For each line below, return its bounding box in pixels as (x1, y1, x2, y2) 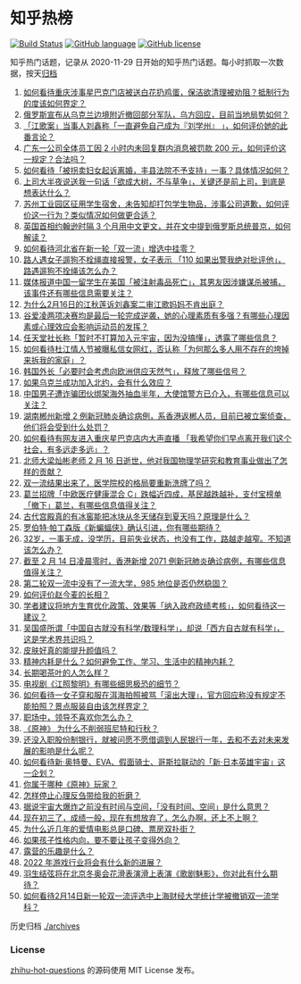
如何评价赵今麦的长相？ (22, 588, 110, 599)
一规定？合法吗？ (22, 154, 87, 164)
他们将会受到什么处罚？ (22, 421, 110, 432)
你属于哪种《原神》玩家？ (22, 779, 118, 789)
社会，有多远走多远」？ (22, 444, 110, 454)
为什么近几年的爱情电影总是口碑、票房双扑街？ (22, 823, 196, 834)
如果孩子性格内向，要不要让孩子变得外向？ (22, 834, 180, 845)
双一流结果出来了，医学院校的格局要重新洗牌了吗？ (22, 477, 212, 488)
